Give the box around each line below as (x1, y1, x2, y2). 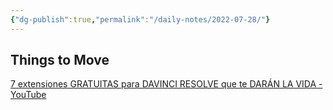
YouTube (10, 89, 47, 101)
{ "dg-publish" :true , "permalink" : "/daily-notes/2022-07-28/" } (10, 14, 271, 25)
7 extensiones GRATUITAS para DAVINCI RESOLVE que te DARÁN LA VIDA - (10, 78, 323, 90)
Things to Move (10, 52, 110, 69)
